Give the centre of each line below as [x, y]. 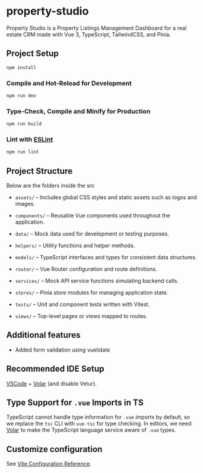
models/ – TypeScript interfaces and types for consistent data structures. [106, 257]
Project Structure [39, 171]
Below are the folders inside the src [51, 185]
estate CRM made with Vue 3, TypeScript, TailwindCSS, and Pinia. [88, 34]
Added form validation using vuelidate [62, 350]
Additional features [43, 335]
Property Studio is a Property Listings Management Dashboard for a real [96, 28]
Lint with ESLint [30, 139]
